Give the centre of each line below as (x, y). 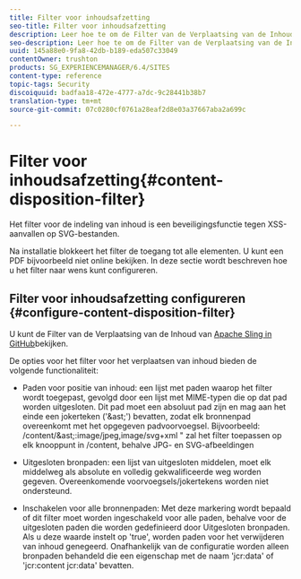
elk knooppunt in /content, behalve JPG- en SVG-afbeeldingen (138, 445)
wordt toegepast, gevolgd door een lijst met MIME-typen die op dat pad (155, 397)
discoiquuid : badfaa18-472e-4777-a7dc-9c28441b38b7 (107, 92)
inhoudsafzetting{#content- (116, 181)
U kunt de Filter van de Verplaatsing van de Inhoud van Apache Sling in (141, 334)
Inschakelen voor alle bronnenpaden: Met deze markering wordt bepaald (156, 508)
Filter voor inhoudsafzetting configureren (128, 298)
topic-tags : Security (50, 84)
